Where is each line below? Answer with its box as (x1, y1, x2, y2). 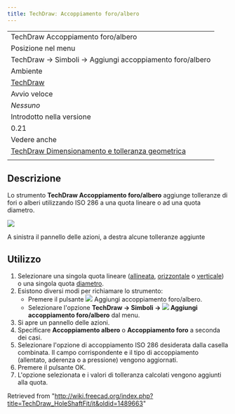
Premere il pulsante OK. (17, 363, 86, 372)
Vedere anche (11, 134, 58, 144)
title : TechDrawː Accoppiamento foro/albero (7, 10, 140, 18)
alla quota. (17, 378, 48, 387)
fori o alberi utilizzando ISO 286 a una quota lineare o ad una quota (7, 198, 201, 207)
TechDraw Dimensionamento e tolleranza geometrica (11, 145, 186, 155)
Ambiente (11, 66, 43, 76)
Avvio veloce (11, 89, 53, 98)
